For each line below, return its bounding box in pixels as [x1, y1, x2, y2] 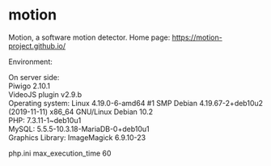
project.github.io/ [8, 40, 66, 50]
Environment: [8, 57, 53, 66]
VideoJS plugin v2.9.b [8, 89, 83, 99]
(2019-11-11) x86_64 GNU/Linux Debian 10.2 [8, 107, 154, 117]
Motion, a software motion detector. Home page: [8, 32, 171, 42]
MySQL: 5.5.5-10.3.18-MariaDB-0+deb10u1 [8, 124, 150, 134]
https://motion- [171, 32, 222, 42]
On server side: [8, 72, 60, 82]
